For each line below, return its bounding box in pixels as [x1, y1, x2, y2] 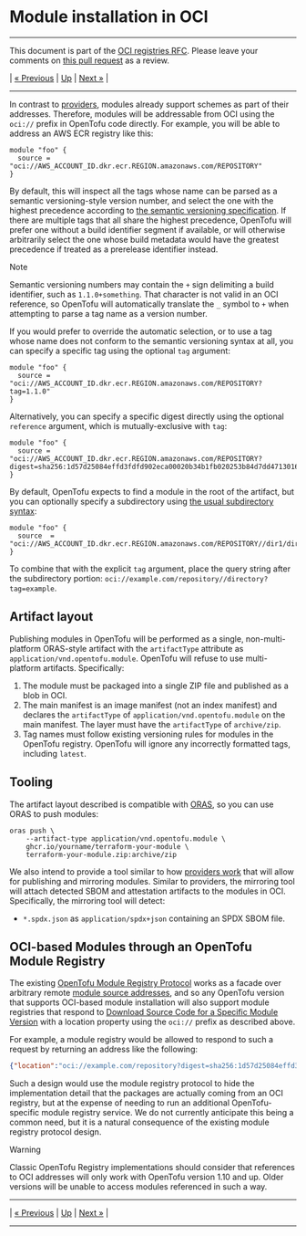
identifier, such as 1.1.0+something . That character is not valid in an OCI [9, 288, 279, 299]
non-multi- [245, 633, 287, 644]
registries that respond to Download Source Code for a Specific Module [9, 1007, 279, 1018]
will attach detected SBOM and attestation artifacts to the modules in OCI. [9, 885, 287, 896]
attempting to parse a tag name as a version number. [9, 308, 208, 319]
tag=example [9, 584, 55, 593]
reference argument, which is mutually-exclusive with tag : [9, 420, 228, 431]
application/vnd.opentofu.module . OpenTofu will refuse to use [9, 653, 244, 664]
